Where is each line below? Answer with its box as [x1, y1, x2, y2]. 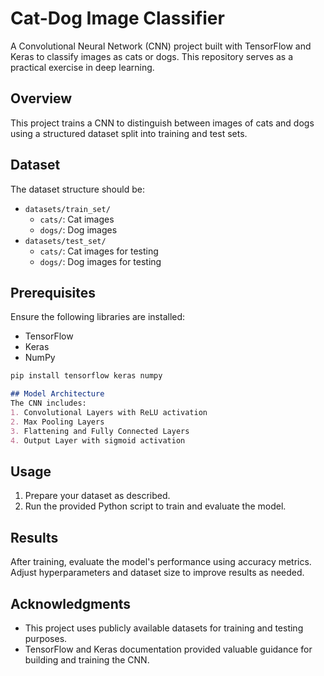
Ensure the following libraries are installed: [10, 311, 186, 323]
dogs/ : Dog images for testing [39, 255, 162, 267]
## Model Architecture [10, 389, 105, 399]
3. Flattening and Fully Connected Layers [10, 426, 190, 436]
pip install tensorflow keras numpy [10, 371, 163, 381]
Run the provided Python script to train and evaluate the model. [24, 500, 287, 512]
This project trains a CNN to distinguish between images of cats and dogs [10, 117, 315, 129]
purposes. [24, 632, 68, 644]
